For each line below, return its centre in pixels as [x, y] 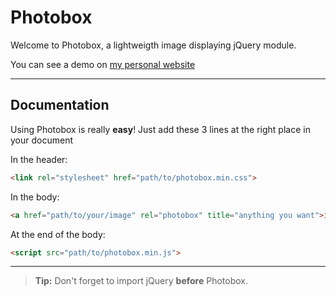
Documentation [60, 105]
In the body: [35, 197]
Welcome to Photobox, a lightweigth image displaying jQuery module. [153, 45]
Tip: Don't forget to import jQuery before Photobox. [141, 281]
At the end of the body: [58, 234]
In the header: [39, 159]
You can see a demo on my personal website [103, 64]
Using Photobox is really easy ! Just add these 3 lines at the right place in [160, 129]
